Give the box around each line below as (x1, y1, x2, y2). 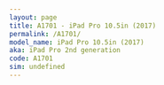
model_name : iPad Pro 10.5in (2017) (9, 37, 144, 47)
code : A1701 (9, 54, 53, 63)
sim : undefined (9, 63, 66, 72)
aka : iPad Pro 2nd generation (9, 46, 121, 55)
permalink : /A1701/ (9, 29, 82, 38)
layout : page (9, 12, 58, 22)
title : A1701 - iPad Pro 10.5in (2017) (9, 21, 157, 30)
